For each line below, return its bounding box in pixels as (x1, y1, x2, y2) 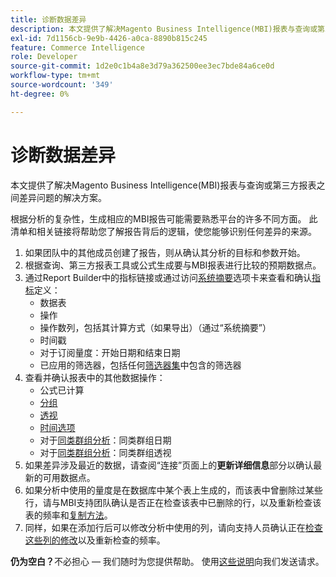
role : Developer (10, 52, 78, 62)
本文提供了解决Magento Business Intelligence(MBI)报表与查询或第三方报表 (10, 179, 317, 191)
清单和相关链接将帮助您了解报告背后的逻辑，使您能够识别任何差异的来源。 (10, 225, 317, 237)
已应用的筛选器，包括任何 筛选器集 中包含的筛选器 (39, 359, 242, 371)
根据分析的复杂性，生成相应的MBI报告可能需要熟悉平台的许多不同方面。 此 (10, 212, 318, 225)
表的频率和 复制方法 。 (24, 509, 113, 521)
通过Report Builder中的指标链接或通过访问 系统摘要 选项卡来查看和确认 (24, 271, 312, 283)
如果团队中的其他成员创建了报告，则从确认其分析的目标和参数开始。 (24, 246, 306, 258)
